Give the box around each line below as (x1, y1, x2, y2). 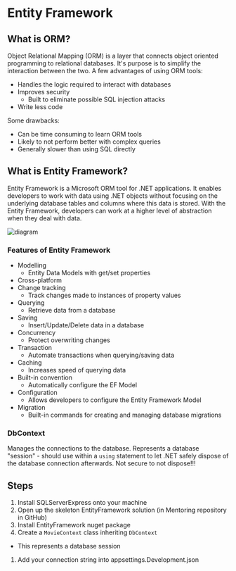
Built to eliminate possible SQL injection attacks (27, 95, 166, 103)
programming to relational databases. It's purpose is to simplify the (7, 59, 202, 68)
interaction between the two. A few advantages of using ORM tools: (7, 67, 203, 75)
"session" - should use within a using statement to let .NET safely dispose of (7, 452, 229, 460)
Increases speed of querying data (27, 366, 126, 375)
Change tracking (17, 284, 66, 292)
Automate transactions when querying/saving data (27, 351, 175, 360)
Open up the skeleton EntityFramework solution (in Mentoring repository (17, 506, 227, 515)
